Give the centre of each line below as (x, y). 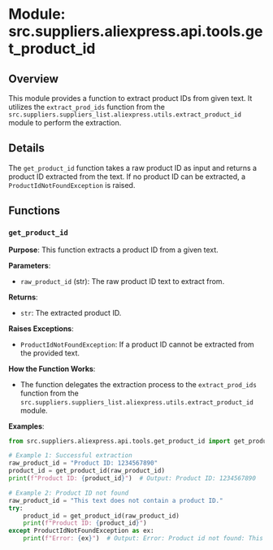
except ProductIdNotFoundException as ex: (81, 531)
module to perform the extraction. (65, 122)
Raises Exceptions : (41, 328)
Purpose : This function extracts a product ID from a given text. (114, 250)
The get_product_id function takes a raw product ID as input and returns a (133, 168)
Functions (35, 211)
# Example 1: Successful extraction (70, 456)
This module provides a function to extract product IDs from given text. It (130, 98)
